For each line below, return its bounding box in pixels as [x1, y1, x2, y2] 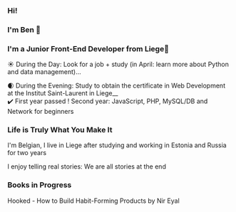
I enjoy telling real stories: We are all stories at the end [7, 162, 166, 171]
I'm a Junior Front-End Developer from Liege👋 [7, 43, 170, 53]
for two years [7, 149, 47, 157]
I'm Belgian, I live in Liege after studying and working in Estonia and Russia [7, 141, 227, 149]
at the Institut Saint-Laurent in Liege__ [7, 89, 118, 97]
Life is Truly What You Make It [7, 125, 113, 135]
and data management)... [7, 68, 82, 76]
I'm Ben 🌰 [7, 24, 41, 34]
